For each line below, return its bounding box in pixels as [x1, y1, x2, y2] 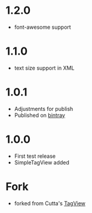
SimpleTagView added [14, 158, 70, 166]
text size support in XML [14, 64, 75, 71]
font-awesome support [14, 23, 71, 31]
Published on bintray [14, 112, 65, 119]
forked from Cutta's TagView [14, 199, 86, 207]
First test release [14, 152, 56, 160]
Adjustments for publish [14, 105, 73, 112]
